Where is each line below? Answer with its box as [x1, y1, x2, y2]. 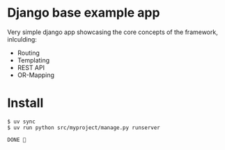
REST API [17, 63, 45, 72]
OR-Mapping [17, 71, 54, 79]
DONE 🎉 [7, 136, 26, 143]
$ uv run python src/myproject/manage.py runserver [7, 124, 160, 131]
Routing [17, 49, 40, 57]
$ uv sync [7, 118, 36, 125]
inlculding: [7, 35, 37, 43]
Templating [17, 56, 50, 64]
